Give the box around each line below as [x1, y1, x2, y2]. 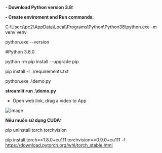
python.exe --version [5, 39, 50, 45]
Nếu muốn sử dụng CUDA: [5, 117, 62, 123]
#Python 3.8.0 [5, 49, 35, 55]
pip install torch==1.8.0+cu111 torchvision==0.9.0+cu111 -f [5, 137, 126, 143]
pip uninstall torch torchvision [5, 127, 67, 133]
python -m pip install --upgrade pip [5, 59, 79, 65]
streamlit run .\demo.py [5, 88, 57, 94]
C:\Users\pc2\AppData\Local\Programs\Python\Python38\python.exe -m [5, 24, 157, 30]
